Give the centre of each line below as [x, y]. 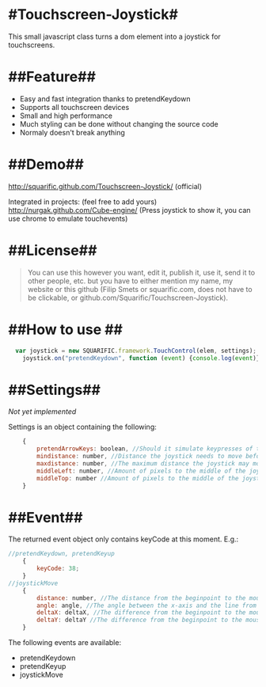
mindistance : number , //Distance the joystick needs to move [140, 457]
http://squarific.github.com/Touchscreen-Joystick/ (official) [105, 186]
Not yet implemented [42, 412]
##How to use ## [66, 329]
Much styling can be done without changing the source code [119, 123]
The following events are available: [65, 643]
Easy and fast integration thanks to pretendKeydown [105, 99]
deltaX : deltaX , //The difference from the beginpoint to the [141, 613]
